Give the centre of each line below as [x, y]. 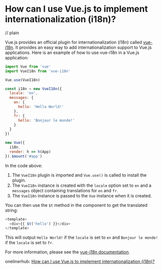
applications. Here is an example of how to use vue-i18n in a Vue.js [72, 53]
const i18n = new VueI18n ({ [34, 89]
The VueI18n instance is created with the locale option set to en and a [82, 185]
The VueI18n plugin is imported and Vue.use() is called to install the [79, 175]
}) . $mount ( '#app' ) [24, 156]
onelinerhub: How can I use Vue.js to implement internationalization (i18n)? [80, 262]
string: [11, 210]
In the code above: [24, 165]
